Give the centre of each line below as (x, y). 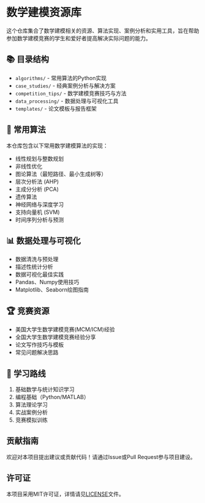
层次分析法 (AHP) (37, 182)
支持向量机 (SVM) (37, 212)
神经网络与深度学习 (39, 204)
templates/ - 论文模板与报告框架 (56, 108)
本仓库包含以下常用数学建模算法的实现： (57, 145)
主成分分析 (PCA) (37, 189)
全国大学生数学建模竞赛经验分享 (55, 337)
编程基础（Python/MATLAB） (52, 397)
